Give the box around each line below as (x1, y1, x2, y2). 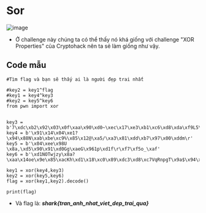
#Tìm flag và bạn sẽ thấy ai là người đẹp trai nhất (6, 76, 144, 83)
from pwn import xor (6, 103, 59, 109)
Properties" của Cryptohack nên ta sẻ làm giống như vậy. (15, 42, 161, 50)
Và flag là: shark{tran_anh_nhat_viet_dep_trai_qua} (15, 200, 149, 207)
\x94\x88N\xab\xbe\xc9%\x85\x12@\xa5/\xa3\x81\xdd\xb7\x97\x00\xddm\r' (6, 135, 193, 141)
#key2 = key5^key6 (6, 97, 53, 104)
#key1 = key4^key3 (6, 92, 53, 99)
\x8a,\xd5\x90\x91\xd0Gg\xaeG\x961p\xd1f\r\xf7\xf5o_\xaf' (6, 146, 161, 152)
